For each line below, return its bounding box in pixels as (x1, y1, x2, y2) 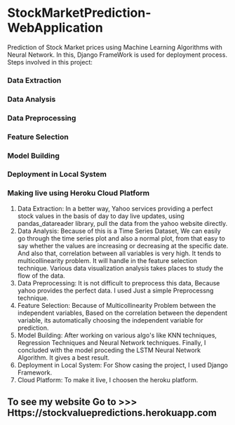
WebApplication (7, 20, 103, 36)
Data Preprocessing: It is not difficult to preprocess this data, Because (17, 278, 220, 287)
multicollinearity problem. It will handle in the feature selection (17, 256, 198, 264)
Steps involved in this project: (7, 58, 93, 66)
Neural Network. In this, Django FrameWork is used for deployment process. (7, 50, 228, 59)
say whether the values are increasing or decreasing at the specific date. (17, 241, 229, 250)
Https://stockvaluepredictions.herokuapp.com (7, 407, 217, 419)
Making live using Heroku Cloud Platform (7, 188, 149, 198)
